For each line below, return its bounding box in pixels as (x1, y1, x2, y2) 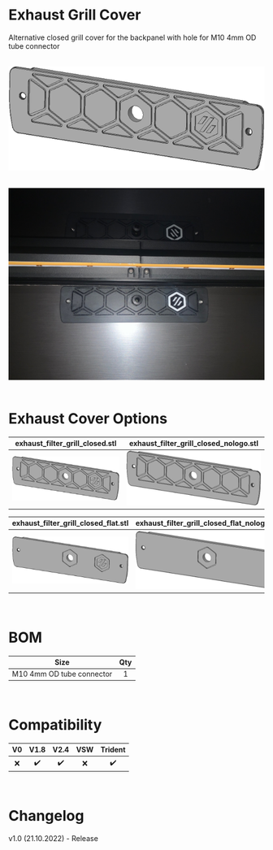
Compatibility (8, 716, 102, 735)
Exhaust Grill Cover (8, 6, 141, 24)
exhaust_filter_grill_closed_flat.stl (11, 518, 129, 528)
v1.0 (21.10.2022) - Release (8, 834, 99, 843)
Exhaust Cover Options (8, 409, 168, 427)
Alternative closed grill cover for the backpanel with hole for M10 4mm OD (8, 33, 257, 42)
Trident (100, 745, 126, 755)
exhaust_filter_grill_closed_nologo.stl (128, 439, 258, 449)
